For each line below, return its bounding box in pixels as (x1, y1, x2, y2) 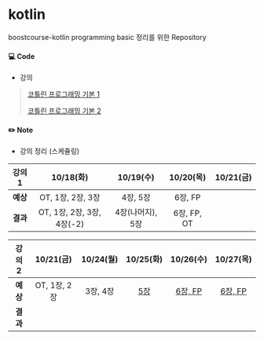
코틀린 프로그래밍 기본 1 (27, 90, 101, 99)
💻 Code (8, 51, 35, 60)
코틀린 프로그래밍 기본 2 (27, 106, 101, 115)
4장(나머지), (115, 207, 158, 218)
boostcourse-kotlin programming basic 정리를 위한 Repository (8, 32, 207, 42)
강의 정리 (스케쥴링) (19, 147, 80, 156)
